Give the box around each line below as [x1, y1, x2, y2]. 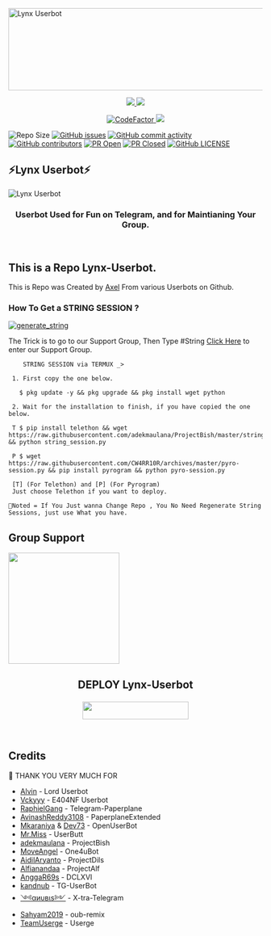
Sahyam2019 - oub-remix [19, 909, 105, 919]
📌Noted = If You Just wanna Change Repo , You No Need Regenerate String [8, 502, 262, 510]
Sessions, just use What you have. [8, 509, 128, 517]
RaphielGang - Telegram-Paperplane [19, 804, 143, 813]
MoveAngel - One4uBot [19, 846, 99, 856]
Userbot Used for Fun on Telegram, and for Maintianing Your [15, 208, 256, 220]
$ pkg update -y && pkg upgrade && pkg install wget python [19, 388, 226, 397]
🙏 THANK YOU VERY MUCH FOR [8, 770, 119, 780]
